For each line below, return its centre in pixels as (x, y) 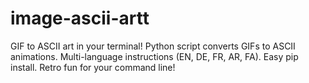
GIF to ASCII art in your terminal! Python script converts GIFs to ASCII (153, 46)
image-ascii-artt (80, 18)
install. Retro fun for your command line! (93, 67)
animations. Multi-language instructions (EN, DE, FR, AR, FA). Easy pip (154, 56)
